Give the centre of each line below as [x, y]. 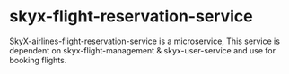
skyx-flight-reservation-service [131, 16]
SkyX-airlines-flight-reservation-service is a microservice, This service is [145, 41]
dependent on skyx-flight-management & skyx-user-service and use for [143, 50]
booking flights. [38, 60]
